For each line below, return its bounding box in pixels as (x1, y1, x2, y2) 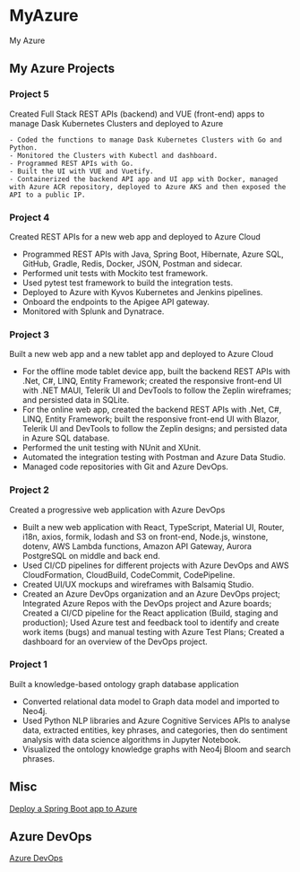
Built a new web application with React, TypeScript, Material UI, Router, (21, 521, 285, 532)
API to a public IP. (9, 190, 87, 199)
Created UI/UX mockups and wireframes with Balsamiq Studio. (21, 579, 254, 589)
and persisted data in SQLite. (21, 395, 130, 405)
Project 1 (9, 658, 47, 671)
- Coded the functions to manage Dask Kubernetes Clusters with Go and (9, 135, 282, 144)
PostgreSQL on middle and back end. (21, 550, 160, 561)
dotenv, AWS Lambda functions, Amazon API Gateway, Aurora (21, 540, 253, 552)
